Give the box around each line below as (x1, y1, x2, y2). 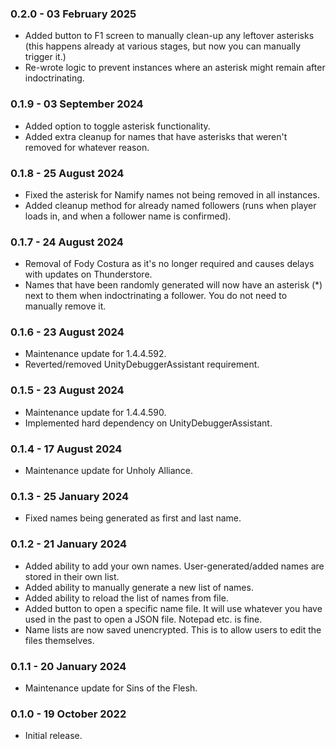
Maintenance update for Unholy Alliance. (24, 465, 194, 477)
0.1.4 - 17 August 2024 (10, 442, 123, 456)
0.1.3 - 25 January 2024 (10, 490, 130, 503)
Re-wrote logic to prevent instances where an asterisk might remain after (24, 62, 326, 74)
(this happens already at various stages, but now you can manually (24, 40, 302, 52)
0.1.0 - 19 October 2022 (10, 707, 127, 721)
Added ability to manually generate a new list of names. (24, 581, 254, 593)
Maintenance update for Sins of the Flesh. (24, 682, 198, 694)
